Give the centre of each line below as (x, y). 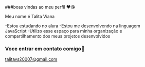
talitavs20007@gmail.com (31, 59)
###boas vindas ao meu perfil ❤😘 (40, 7)
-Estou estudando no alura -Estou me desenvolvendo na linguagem (72, 26)
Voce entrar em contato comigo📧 (45, 49)
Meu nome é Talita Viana (30, 16)
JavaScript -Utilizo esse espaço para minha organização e (64, 31)
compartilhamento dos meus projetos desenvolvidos (58, 36)
